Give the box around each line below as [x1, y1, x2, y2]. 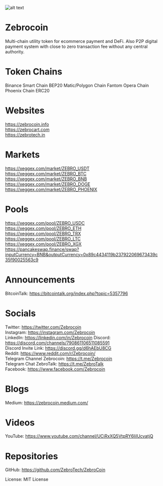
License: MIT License [5, 477, 48, 483]
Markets [5, 149, 40, 160]
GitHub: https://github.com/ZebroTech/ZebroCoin [5, 467, 106, 473]
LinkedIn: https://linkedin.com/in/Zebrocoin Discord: [5, 334, 111, 340]
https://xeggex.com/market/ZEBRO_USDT [5, 165, 90, 171]
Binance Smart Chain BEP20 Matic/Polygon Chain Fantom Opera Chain [5, 82, 149, 88]
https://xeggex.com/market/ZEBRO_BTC [5, 170, 87, 176]
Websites [5, 105, 45, 116]
